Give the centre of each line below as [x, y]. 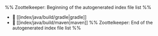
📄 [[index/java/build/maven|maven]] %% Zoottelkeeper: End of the [82, 23]
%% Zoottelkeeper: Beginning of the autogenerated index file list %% [78, 7]
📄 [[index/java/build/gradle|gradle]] [49, 17]
